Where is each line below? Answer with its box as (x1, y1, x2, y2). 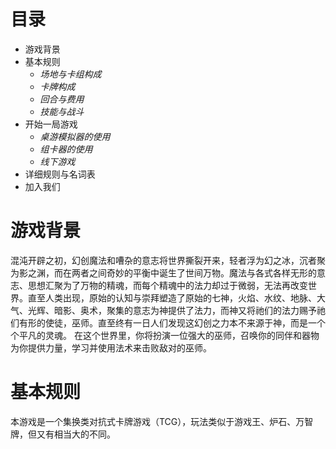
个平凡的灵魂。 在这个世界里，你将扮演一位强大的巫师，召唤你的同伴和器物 (10, 329, 320, 341)
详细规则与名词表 (24, 168, 96, 180)
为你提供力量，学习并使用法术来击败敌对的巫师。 (10, 341, 212, 354)
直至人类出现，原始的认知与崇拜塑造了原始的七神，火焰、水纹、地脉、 (27, 291, 317, 304)
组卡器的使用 (39, 143, 93, 155)
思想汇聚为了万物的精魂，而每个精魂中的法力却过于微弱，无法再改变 (27, 279, 308, 291)
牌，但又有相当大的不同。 (10, 428, 116, 440)
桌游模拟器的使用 (39, 130, 111, 142)
